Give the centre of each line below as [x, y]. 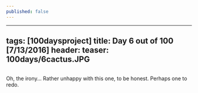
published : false [27, 11]
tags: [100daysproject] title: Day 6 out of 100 [90, 41]
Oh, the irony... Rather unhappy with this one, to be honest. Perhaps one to [97, 79]
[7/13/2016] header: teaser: [57, 50]
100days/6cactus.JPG [48, 59]
